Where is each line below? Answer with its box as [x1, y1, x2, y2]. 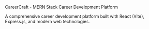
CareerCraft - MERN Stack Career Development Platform [5, 4, 118, 10]
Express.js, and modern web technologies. [5, 19, 90, 24]
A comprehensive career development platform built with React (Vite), [5, 14, 144, 19]
